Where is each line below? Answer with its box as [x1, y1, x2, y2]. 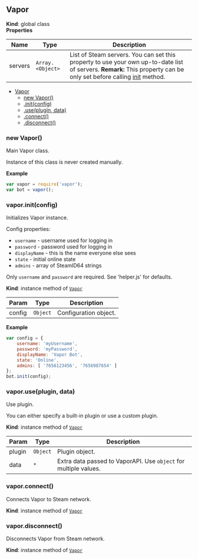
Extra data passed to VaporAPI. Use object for [57, 457, 185, 465]
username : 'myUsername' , [16, 341, 78, 347]
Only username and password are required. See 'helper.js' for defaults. [6, 273, 173, 280]
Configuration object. [57, 309, 116, 317]
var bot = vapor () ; [6, 187, 54, 193]
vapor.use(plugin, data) [6, 388, 75, 396]
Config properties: [6, 226, 51, 233]
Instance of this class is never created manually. [6, 158, 123, 166]
